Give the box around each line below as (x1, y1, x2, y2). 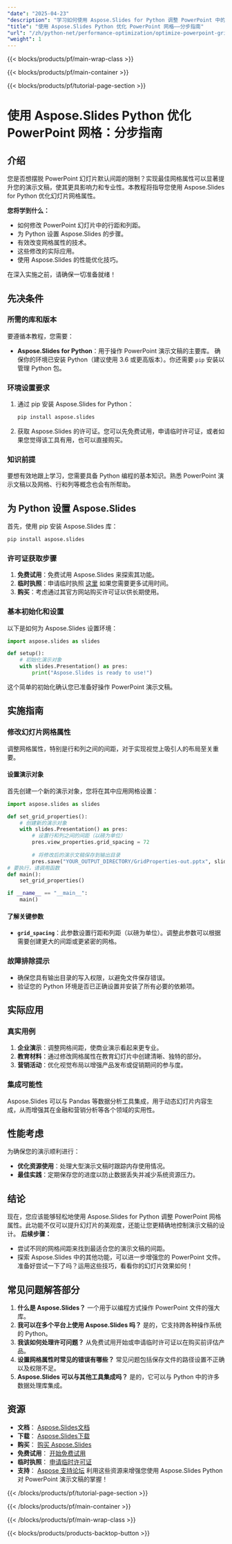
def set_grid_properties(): (7, 813, 88, 820)
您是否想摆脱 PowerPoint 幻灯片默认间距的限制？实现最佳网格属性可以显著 (7, 174, 219, 183)
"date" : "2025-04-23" (7, 10, 70, 17)
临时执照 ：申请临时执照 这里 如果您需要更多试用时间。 (17, 579, 173, 587)
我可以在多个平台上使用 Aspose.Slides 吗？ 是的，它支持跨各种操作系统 (17, 1321, 222, 1329)
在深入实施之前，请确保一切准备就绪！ (7, 270, 116, 279)
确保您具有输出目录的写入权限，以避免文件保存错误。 (17, 973, 169, 981)
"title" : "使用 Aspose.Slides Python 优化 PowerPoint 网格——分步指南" (7, 23, 204, 30)
